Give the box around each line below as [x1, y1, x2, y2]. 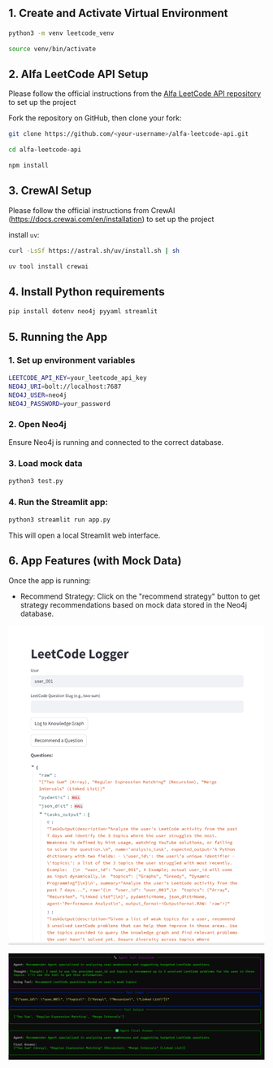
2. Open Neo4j [8, 419, 67, 430]
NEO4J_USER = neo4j [8, 390, 67, 399]
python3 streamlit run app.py [8, 516, 111, 524]
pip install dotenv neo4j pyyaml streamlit [8, 307, 158, 316]
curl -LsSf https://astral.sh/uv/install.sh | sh [8, 246, 180, 255]
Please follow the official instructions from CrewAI [8, 205, 175, 215]
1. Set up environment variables [8, 354, 136, 365]
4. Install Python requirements [8, 285, 165, 299]
